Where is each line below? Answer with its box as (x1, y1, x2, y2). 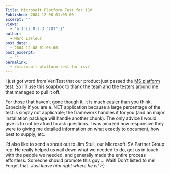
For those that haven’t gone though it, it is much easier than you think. (5, 99, 152, 105)
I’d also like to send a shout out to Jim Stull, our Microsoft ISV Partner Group (5, 141, 165, 148)
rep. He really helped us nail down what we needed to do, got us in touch (5, 147, 159, 153)
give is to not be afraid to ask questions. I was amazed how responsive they (5, 121, 164, 127)
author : (5, 31, 22, 36)
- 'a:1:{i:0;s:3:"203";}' (10, 26, 65, 32)
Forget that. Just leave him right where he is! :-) (5, 163, 105, 169)
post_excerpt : (5, 50, 36, 55)
